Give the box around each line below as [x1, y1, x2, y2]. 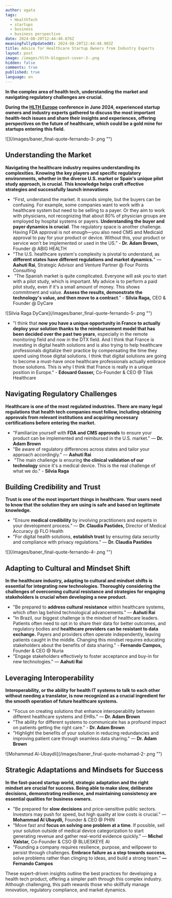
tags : [5, 12, 17, 17]
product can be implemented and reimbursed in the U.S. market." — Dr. [12, 435, 164, 441]
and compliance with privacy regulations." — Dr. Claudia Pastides [12, 539, 152, 545]
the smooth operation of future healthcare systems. [5, 698, 118, 704]
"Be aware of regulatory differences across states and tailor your [12, 446, 150, 452]
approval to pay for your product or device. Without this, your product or [12, 235, 165, 241]
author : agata [5, 7, 36, 13]
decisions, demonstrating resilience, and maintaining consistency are [5, 790, 157, 796]
